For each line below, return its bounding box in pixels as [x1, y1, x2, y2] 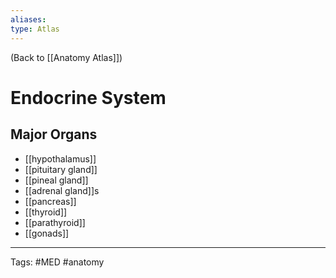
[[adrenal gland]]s [24, 184, 100, 196]
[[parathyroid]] [24, 216, 86, 228]
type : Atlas [10, 24, 60, 34]
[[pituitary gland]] [24, 163, 98, 175]
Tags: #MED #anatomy [10, 256, 105, 268]
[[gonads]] [24, 227, 70, 239]
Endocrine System [10, 86, 167, 109]
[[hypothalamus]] [24, 152, 97, 165]
